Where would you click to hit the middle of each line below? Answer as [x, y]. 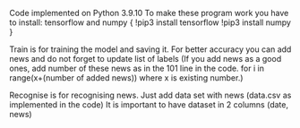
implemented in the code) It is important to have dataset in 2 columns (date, [149, 105]
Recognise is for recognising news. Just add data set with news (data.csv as [150, 95]
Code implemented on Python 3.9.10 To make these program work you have [149, 13]
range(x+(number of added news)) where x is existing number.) [126, 78]
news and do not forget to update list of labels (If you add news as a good [146, 59]
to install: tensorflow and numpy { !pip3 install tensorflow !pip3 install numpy [150, 22]
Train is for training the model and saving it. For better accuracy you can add [150, 49]
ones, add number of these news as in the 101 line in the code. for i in [137, 68]
